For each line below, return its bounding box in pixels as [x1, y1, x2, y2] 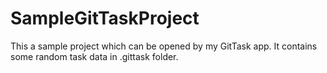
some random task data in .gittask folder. [10, 50, 179, 62]
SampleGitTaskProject [10, 7, 200, 30]
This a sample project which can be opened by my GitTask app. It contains [10, 40, 318, 52]
